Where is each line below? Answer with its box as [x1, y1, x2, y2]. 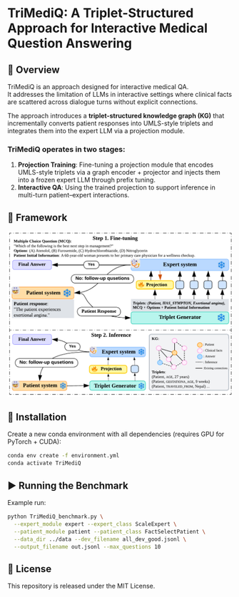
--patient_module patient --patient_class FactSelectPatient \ [14, 528, 205, 535]
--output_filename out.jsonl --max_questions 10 [14, 543, 161, 550]
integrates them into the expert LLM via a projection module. [7, 127, 185, 135]
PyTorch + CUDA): [7, 437, 62, 446]
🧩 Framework [7, 212, 68, 224]
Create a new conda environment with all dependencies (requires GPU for [7, 430, 225, 439]
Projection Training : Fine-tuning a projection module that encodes [17, 160, 214, 169]
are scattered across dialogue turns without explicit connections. [7, 98, 198, 106]
